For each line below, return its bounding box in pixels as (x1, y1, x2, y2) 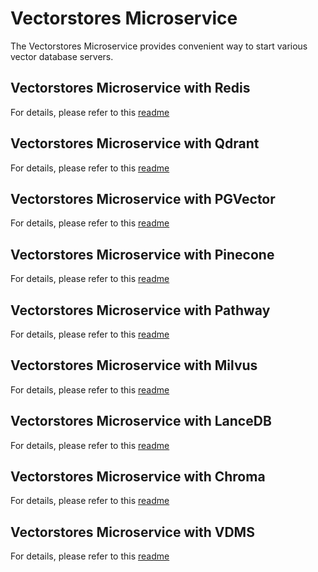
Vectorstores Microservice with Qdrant (10, 135, 260, 152)
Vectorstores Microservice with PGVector (10, 190, 276, 207)
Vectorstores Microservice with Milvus (10, 357, 258, 374)
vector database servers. (10, 50, 114, 62)
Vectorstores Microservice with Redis (10, 80, 251, 97)
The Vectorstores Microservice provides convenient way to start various (10, 40, 308, 52)
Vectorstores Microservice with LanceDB (10, 413, 272, 430)
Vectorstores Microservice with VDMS (10, 523, 255, 541)
